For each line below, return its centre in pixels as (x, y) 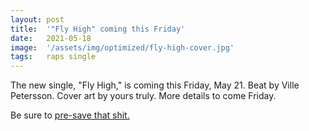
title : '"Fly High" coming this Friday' (98, 29)
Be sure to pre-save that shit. (70, 115)
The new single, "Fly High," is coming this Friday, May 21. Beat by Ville (155, 85)
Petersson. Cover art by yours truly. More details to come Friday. (143, 96)
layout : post (37, 19)
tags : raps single (53, 57)
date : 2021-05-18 (51, 38)
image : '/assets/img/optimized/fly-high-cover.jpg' (122, 47)
